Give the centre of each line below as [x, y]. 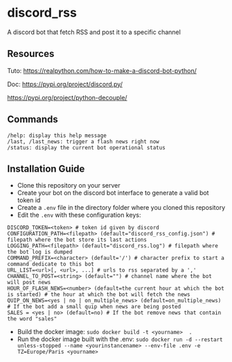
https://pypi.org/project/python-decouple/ [67, 97]
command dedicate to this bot [51, 264]
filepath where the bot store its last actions [77, 240]
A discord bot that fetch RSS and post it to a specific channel [94, 32]
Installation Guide [46, 168]
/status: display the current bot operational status [87, 147]
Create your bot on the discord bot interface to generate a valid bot [113, 193]
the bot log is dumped [40, 252]
